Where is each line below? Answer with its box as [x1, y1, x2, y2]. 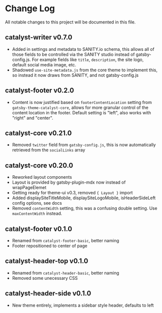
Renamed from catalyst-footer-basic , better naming [12, 238, 119, 243]
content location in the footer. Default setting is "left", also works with [12, 109, 151, 115]
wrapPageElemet [12, 185, 47, 190]
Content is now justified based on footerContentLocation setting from [12, 99, 152, 105]
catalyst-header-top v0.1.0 [5, 257, 89, 265]
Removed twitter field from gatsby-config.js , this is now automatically [12, 142, 156, 148]
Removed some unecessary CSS [12, 275, 78, 281]
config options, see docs [12, 200, 62, 206]
